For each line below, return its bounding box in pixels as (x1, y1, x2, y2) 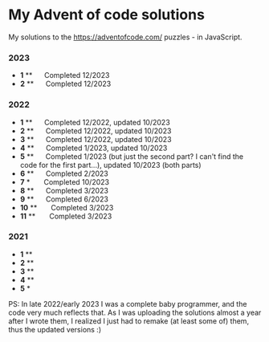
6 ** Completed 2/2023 (19, 169, 108, 178)
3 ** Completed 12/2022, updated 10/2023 (19, 134, 172, 144)
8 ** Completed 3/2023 (19, 185, 108, 195)
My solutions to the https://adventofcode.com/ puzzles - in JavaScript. (8, 32, 243, 42)
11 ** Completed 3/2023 (19, 211, 112, 221)
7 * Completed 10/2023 (19, 177, 110, 186)
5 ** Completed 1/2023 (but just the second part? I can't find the (19, 151, 243, 161)
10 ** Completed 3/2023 (19, 202, 114, 212)
